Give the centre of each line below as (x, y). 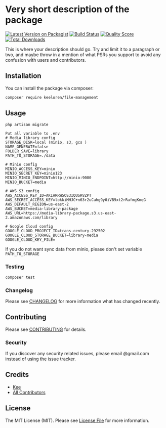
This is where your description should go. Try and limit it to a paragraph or (83, 49)
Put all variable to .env (32, 134)
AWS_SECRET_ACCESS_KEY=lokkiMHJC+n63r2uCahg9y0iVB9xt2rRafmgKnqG (75, 200)
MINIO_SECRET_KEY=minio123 (34, 174)
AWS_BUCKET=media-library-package (42, 209)
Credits (17, 375)
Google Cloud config (31, 227)
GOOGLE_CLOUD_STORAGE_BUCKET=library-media (52, 236)
